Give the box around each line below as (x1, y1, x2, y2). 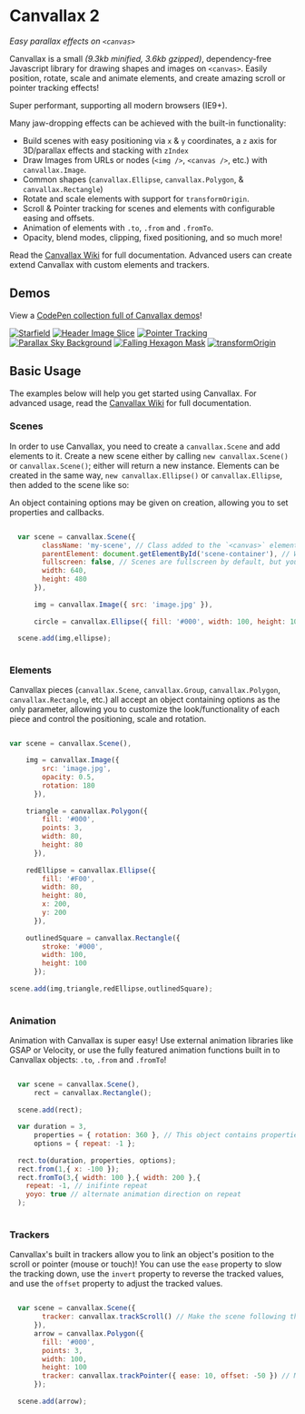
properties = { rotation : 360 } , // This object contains (33, 1131, 258, 1140)
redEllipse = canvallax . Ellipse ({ (25, 866, 156, 875)
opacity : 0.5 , (42, 773, 95, 782)
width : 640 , (42, 566, 88, 575)
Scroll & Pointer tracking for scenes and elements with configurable (22, 202, 275, 214)
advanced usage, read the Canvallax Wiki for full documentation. (9, 397, 251, 408)
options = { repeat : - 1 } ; (33, 1139, 136, 1148)
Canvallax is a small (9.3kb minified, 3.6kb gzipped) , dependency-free (9, 53, 272, 64)
